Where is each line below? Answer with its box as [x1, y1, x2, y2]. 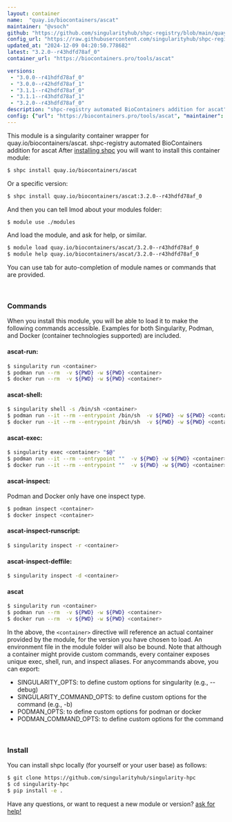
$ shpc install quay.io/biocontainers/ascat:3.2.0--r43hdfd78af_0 [7, 193, 202, 200]
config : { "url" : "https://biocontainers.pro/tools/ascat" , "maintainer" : [7, 113, 224, 120]
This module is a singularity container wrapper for [7, 131, 149, 140]
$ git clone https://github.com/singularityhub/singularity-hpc [7, 774, 196, 781]
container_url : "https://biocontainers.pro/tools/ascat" [7, 55, 175, 62]
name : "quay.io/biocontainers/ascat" [7, 17, 119, 23]
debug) [17, 685, 39, 694]
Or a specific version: [7, 179, 68, 187]
